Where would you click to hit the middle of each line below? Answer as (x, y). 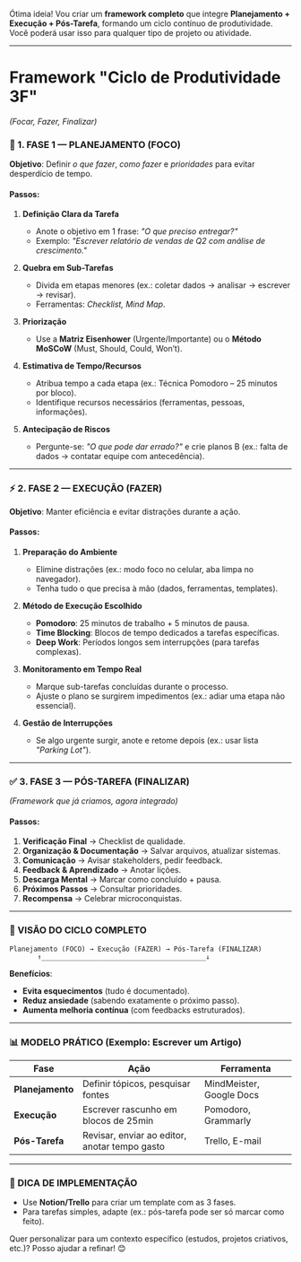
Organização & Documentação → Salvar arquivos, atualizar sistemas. (151, 851)
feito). (33, 1222)
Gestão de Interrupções (68, 723)
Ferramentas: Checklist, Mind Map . (100, 304)
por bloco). (56, 393)
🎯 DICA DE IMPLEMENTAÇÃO (73, 1182)
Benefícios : (31, 973)
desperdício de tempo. (51, 174)
